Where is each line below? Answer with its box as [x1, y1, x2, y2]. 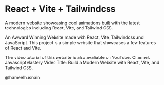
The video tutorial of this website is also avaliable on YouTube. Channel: [5, 54, 150, 60]
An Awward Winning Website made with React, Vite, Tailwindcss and [5, 34, 144, 40]
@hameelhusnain [5, 74, 40, 80]
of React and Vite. [5, 45, 42, 51]
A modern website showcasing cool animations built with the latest [5, 20, 140, 26]
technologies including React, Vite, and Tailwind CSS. [5, 25, 113, 30]
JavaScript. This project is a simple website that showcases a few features [5, 39, 156, 45]
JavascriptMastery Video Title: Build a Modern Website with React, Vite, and [5, 59, 160, 65]
